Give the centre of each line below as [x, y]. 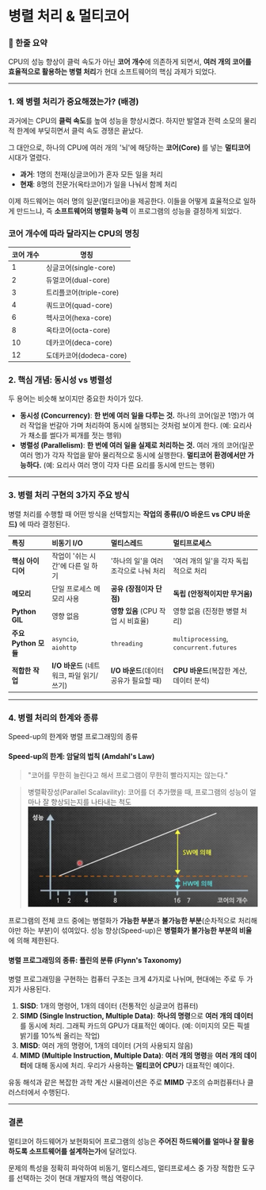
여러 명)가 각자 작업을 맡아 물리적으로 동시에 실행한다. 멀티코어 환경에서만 [133, 455]
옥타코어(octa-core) [78, 330]
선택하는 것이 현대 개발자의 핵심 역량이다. [80, 1178]
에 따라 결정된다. [45, 524]
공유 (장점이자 [132, 588]
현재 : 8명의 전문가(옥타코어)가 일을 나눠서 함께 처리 [98, 184]
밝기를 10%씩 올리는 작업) [60, 1036]
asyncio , [65, 639]
